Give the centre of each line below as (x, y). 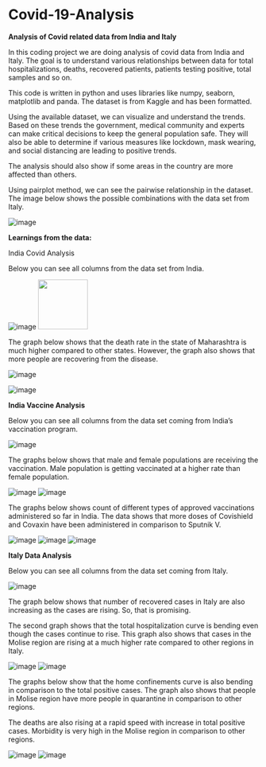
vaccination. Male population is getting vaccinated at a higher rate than (124, 468)
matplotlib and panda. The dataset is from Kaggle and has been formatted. (130, 101)
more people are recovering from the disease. (83, 359)
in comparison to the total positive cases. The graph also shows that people (132, 690)
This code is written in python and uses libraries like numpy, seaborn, (122, 92)
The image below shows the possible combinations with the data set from (129, 198)
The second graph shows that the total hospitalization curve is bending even (133, 625)
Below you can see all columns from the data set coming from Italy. (118, 570)
